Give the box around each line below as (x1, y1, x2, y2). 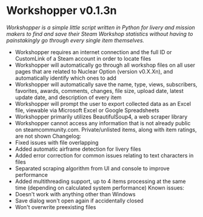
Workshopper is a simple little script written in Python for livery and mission (6, 24, 195, 31)
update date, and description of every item (15, 94, 122, 101)
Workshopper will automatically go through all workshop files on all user (15, 61, 196, 69)
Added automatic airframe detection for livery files (15, 145, 141, 153)
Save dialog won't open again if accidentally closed (15, 197, 144, 204)
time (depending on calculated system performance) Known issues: (15, 184, 185, 191)
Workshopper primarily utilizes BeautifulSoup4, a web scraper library (15, 113, 188, 120)
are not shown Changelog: (15, 132, 82, 140)
